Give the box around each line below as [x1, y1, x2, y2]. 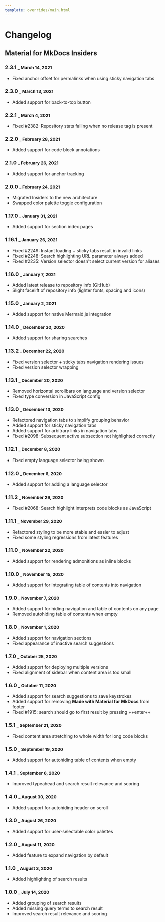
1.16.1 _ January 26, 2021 [5, 236, 58, 243]
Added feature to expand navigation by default [12, 852, 109, 858]
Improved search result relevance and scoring [12, 910, 107, 916]
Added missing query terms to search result [12, 905, 103, 911]
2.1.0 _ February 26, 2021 [5, 159, 59, 166]
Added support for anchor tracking [12, 171, 84, 177]
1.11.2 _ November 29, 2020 [5, 494, 64, 501]
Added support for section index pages [12, 224, 93, 230]
